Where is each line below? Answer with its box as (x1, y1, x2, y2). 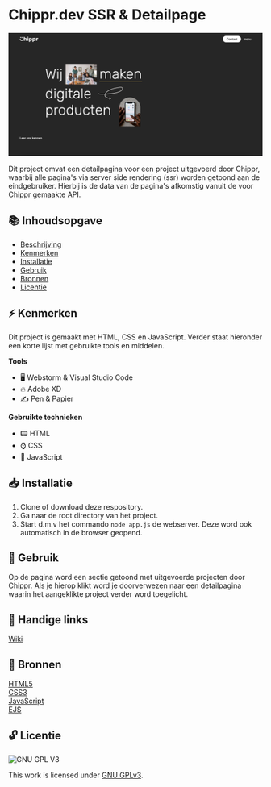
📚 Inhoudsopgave (8, 214, 102, 227)
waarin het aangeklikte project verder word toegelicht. (8, 589, 188, 599)
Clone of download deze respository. (19, 502, 144, 511)
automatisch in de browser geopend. (19, 527, 143, 537)
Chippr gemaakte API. (8, 189, 81, 199)
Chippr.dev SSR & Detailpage (8, 6, 206, 24)
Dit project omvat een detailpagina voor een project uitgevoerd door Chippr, (8, 164, 261, 174)
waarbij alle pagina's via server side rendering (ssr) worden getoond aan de (8, 173, 261, 182)
